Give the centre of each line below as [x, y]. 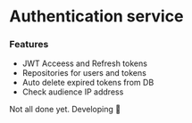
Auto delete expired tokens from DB [88, 83]
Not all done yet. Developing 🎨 [65, 110]
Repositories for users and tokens [84, 73]
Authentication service [96, 16]
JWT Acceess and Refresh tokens [84, 63]
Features [29, 45]
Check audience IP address [73, 92]
